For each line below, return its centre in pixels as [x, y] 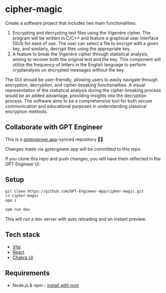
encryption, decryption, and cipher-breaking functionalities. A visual [75, 85]
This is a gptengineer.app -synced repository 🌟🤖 [54, 139]
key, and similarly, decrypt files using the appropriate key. [72, 48]
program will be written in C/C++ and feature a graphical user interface [85, 38]
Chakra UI [23, 257]
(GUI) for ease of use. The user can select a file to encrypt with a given [85, 43]
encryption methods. [27, 111]
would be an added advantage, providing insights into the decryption [76, 95]
